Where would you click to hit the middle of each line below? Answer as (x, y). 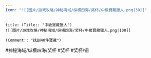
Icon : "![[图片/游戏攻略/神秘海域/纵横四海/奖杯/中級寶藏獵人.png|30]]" (76, 10)
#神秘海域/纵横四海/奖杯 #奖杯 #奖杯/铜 (47, 50)
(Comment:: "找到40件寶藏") (33, 40)
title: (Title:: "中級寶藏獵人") (39, 25)
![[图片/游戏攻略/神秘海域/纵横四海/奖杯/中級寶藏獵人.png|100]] (68, 30)
